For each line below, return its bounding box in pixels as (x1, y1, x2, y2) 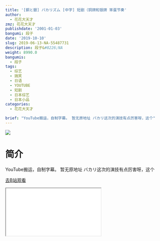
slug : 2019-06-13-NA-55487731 (5, 41, 69, 46)
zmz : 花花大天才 (5, 21, 36, 27)
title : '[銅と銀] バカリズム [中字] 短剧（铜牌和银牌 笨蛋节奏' (5, 7, 127, 13)
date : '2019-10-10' (5, 36, 47, 41)
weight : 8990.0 (5, 50, 37, 55)
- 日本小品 (10, 97, 30, 102)
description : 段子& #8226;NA (5, 45, 63, 50)
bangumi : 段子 (5, 31, 34, 36)
